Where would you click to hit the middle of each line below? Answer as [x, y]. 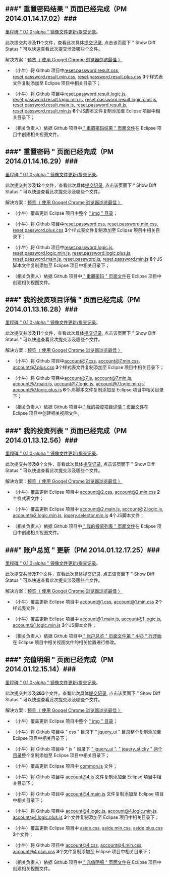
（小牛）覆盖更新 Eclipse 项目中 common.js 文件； [65, 766]
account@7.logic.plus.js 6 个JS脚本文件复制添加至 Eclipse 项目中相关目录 [88, 390]
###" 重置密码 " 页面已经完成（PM [60, 152]
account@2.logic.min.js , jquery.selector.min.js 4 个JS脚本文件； [78, 515]
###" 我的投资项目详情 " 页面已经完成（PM [73, 300]
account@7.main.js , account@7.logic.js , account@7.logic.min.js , [79, 384]
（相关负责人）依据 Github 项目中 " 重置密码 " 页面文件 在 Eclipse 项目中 [87, 276]
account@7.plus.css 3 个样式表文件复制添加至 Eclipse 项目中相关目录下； [88, 367]
